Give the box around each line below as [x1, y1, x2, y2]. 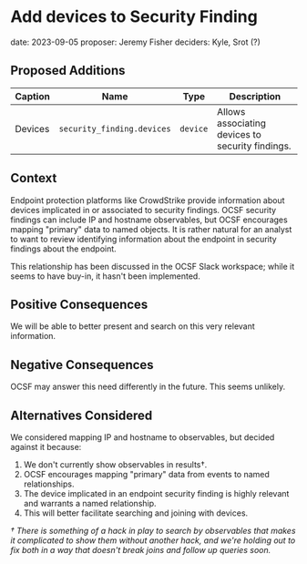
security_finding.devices [58, 123, 171, 134]
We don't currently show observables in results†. [23, 459, 208, 470]
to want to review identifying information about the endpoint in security [10, 233, 277, 244]
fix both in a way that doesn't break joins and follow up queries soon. [10, 545, 271, 555]
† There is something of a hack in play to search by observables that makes [10, 526, 296, 536]
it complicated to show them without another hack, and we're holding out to [10, 535, 296, 546]
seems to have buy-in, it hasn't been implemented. [10, 271, 201, 282]
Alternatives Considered [10, 407, 153, 423]
